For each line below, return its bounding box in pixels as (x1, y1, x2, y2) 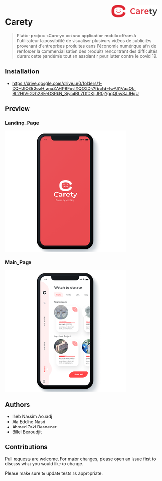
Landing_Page (5, 119, 40, 126)
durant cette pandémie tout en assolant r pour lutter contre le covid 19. (16, 53, 158, 59)
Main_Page (5, 259, 32, 266)
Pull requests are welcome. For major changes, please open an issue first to (5, 456, 156, 462)
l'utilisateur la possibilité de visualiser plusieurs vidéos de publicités (16, 37, 152, 43)
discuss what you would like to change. (5, 461, 84, 467)
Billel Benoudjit (12, 429, 42, 435)
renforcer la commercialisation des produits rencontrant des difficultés (16, 48, 158, 54)
